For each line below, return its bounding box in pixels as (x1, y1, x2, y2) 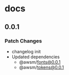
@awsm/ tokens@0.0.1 (19, 64, 64, 70)
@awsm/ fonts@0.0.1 (19, 59, 61, 65)
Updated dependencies (11, 54, 60, 60)
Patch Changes (4, 37, 42, 44)
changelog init (11, 48, 41, 54)
